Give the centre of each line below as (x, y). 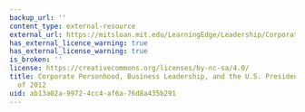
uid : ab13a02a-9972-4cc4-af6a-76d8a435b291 (93, 93)
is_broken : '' (36, 60)
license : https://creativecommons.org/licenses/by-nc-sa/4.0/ (129, 69)
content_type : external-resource (73, 26)
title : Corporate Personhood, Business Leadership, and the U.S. (135, 77)
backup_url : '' (38, 18)
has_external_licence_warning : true (79, 43)
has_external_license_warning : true (79, 51)
